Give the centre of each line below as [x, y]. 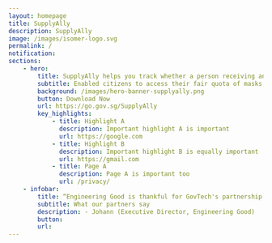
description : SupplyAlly [50, 31]
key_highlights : [65, 114]
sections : [25, 62]
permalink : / [30, 46]
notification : [32, 53]
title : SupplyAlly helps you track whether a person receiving [146, 76]
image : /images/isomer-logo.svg [63, 38]
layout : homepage [38, 16]
